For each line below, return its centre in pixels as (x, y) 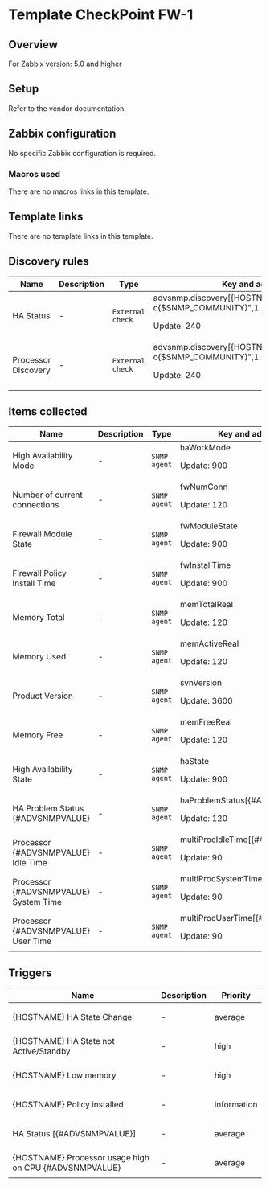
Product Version (43, 696)
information (236, 1105)
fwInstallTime (205, 565)
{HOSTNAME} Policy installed (68, 1105)
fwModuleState (209, 526)
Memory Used (39, 657)
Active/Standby (41, 1051)
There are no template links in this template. (81, 236)
